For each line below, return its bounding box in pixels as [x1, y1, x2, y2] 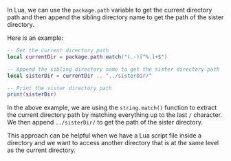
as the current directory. [7, 146, 76, 154]
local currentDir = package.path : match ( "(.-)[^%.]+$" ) [7, 53, 168, 61]
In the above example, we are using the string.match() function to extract [7, 103, 217, 112]
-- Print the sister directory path [7, 85, 112, 92]
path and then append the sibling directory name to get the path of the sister [7, 13, 224, 21]
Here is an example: [7, 34, 64, 42]
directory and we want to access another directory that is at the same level [7, 139, 219, 147]
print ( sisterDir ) [7, 91, 57, 98]
